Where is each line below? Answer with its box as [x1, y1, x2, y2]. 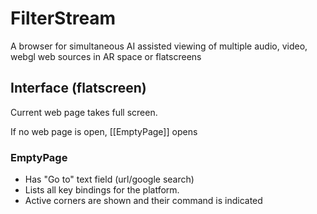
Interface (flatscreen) [10, 80, 147, 97]
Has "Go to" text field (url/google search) [24, 173, 195, 186]
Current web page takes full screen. [10, 106, 158, 118]
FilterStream [10, 7, 117, 30]
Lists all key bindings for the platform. [24, 184, 180, 196]
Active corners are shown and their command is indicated [24, 195, 263, 207]
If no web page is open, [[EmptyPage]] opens [10, 125, 198, 137]
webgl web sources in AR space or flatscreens [10, 50, 202, 62]
